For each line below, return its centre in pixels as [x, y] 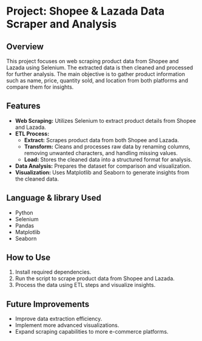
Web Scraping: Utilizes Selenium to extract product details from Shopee [105, 120]
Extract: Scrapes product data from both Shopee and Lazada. [102, 140]
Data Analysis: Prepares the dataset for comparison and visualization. [103, 166]
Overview [25, 46]
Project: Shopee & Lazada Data [86, 11]
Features [23, 106]
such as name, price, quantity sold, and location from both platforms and [97, 81]
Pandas [25, 226]
